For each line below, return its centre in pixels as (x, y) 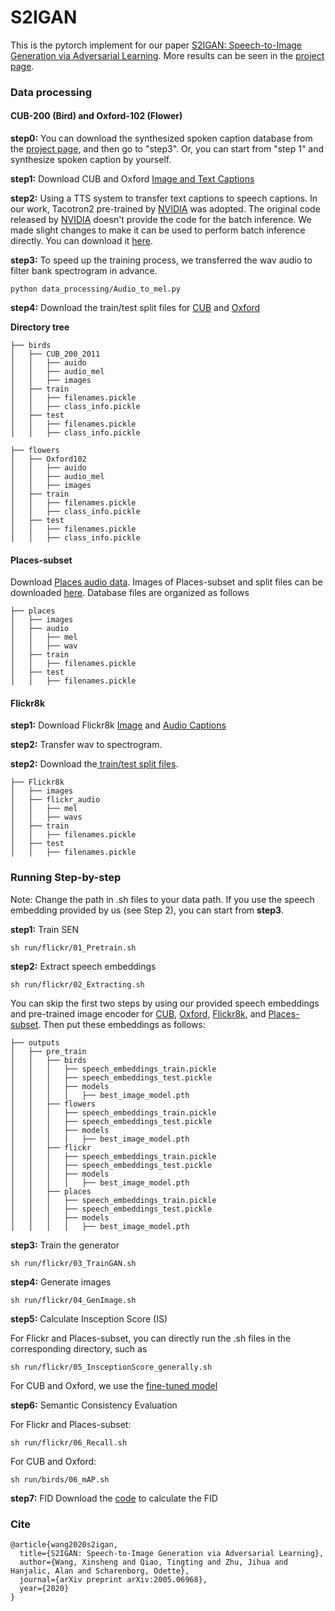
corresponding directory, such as (79, 1348)
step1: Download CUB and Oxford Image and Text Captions (132, 179)
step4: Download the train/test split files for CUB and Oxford (135, 308)
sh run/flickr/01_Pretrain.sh (73, 947)
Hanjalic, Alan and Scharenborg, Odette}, (100, 1571)
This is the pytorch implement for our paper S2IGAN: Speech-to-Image (156, 45)
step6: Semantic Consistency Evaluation (94, 1405)
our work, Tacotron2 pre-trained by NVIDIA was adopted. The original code (165, 209)
